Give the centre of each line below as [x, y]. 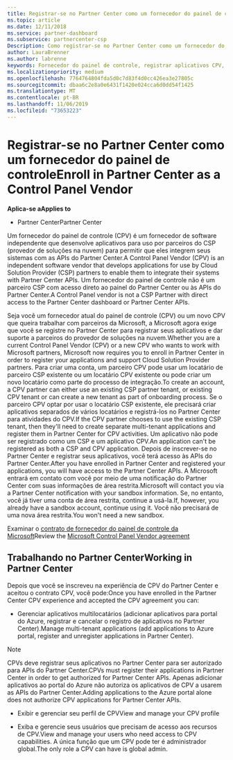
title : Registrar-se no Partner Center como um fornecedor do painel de [114, 14]
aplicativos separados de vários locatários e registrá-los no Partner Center [114, 412]
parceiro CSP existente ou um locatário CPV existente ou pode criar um [109, 374]
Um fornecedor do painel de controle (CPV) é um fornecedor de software [112, 235]
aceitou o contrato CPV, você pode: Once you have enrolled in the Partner [112, 592]
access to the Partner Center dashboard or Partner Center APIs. [98, 302]
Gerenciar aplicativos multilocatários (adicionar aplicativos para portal [117, 613]
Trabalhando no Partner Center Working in [100, 558]
